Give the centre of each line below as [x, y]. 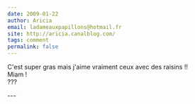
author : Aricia [30, 21]
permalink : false [33, 47]
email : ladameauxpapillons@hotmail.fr [65, 27]
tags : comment [28, 40]
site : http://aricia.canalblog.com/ [61, 34]
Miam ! [17, 74]
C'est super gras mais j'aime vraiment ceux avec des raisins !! [97, 67]
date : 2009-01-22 [33, 14]
